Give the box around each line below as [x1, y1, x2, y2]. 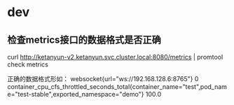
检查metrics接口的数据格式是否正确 [7, 34, 161, 45]
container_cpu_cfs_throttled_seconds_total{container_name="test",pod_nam [7, 83, 228, 91]
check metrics [7, 60, 49, 69]
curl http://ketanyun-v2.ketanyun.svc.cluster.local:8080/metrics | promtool [7, 53, 223, 61]
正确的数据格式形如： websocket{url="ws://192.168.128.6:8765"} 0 [7, 75, 199, 83]
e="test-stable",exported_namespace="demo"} [7, 90, 144, 98]
